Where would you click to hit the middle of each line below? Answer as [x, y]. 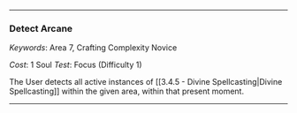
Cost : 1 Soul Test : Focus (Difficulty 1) [76, 65]
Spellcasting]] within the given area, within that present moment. [127, 91]
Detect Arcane [41, 28]
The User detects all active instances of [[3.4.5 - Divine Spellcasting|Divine [146, 82]
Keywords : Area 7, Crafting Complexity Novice [93, 48]
